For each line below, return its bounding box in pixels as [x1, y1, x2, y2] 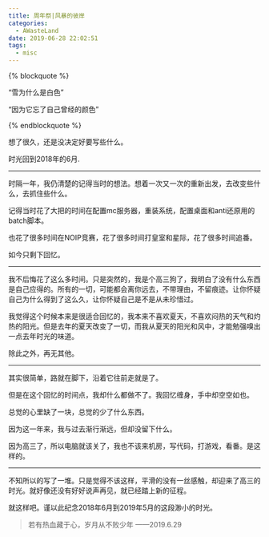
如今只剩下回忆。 [8, 250, 65, 259]
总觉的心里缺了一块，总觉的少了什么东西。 [8, 407, 149, 417]
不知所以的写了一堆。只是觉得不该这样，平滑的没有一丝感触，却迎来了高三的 [8, 476, 261, 485]
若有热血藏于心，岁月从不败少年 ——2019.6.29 [27, 520, 183, 529]
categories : [8, 19, 48, 27]
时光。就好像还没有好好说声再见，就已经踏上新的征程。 [8, 486, 191, 495]
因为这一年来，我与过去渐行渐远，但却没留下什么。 [8, 424, 177, 434]
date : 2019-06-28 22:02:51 [8, 34, 98, 42]
